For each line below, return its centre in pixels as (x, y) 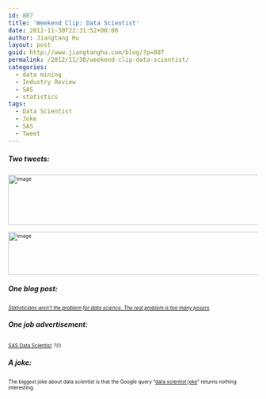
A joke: (20, 363)
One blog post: (33, 289)
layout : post (30, 45)
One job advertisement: (48, 324)
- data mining (38, 75)
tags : (17, 104)
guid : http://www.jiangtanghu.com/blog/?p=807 (86, 52)
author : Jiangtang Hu (44, 38)
